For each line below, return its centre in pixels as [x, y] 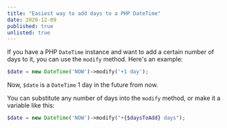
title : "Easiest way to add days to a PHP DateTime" [84, 13]
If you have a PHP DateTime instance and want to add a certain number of [111, 52]
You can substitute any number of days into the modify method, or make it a [114, 98]
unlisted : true [29, 33]
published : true [30, 26]
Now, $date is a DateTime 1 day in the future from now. [83, 85]
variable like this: [31, 105]
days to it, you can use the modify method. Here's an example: [95, 60]
